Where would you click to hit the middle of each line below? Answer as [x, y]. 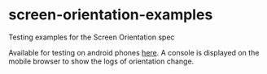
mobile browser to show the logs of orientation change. [101, 61]
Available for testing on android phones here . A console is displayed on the [134, 52]
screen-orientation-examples [111, 15]
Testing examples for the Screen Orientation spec [92, 37]
